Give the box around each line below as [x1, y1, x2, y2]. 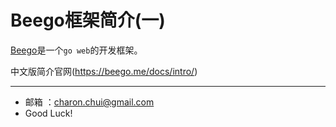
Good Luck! [24, 107, 73, 119]
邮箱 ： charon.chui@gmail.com [24, 96, 155, 108]
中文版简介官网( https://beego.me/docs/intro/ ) [10, 65, 198, 77]
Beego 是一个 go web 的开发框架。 [10, 44, 143, 56]
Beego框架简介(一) [10, 9, 166, 32]
